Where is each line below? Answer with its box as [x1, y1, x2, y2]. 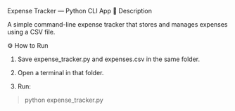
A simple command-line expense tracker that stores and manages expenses [7, 20, 228, 28]
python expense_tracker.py [24, 96, 103, 104]
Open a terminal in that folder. [17, 69, 104, 77]
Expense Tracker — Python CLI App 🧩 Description [7, 7, 153, 15]
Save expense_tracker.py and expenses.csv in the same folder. [17, 55, 201, 63]
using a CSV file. [7, 28, 56, 36]
